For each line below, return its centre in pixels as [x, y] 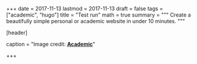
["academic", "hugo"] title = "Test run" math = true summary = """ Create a [98, 15]
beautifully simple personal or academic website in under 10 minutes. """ [96, 21]
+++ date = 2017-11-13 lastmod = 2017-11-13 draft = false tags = [85, 9]
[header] [17, 33]
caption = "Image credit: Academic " [51, 44]
